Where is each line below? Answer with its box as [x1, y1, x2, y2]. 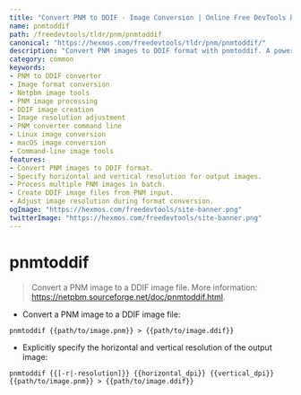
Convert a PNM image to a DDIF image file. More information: [30, 282, 258, 293]
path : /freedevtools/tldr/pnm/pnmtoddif [9, 30, 163, 39]
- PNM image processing [9, 96, 99, 106]
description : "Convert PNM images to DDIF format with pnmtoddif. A [9, 47, 271, 56]
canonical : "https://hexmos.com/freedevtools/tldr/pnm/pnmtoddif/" [9, 38, 267, 48]
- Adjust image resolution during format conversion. [9, 197, 215, 206]
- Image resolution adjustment [9, 113, 126, 122]
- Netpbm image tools [9, 88, 90, 97]
